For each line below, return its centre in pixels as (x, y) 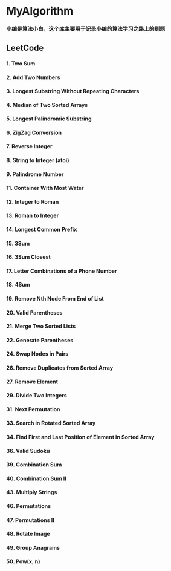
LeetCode (25, 48)
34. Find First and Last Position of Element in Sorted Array (80, 437)
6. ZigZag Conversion (34, 132)
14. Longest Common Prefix (42, 230)
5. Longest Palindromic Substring (49, 119)
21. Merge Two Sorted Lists (41, 326)
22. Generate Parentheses (40, 340)
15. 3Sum (18, 243)
